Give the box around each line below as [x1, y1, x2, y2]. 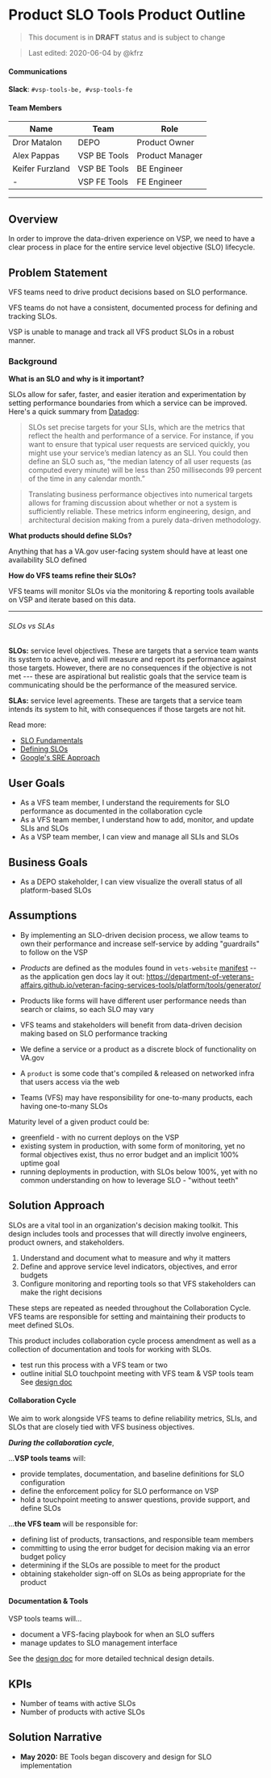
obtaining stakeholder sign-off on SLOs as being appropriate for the [19, 1568, 246, 1579]
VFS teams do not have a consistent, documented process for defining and [8, 303, 258, 312]
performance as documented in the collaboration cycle [19, 806, 203, 816]
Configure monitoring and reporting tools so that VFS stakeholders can [19, 1278, 256, 1288]
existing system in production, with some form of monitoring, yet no [19, 1140, 246, 1151]
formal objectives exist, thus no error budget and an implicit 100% [19, 1149, 240, 1159]
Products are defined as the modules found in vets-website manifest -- [19, 963, 256, 973]
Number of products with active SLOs [19, 1707, 145, 1717]
